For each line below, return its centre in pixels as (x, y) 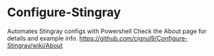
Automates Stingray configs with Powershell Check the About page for (107, 31)
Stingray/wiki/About (35, 45)
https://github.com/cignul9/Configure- (134, 38)
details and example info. (43, 38)
